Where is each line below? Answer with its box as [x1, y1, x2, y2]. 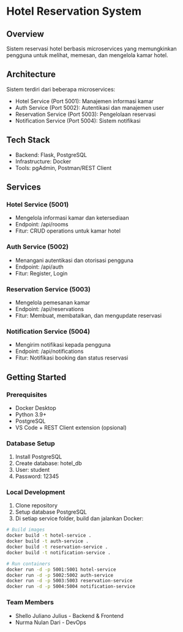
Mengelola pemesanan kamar [15, 299, 91, 306]
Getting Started [6, 372, 67, 382]
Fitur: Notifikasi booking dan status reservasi [15, 354, 129, 361]
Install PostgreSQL [15, 453, 62, 461]
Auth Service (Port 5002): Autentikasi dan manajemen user [15, 104, 164, 111]
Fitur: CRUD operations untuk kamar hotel [15, 227, 121, 234]
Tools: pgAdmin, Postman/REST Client [15, 164, 112, 171]
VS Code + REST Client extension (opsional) [15, 423, 127, 431]
